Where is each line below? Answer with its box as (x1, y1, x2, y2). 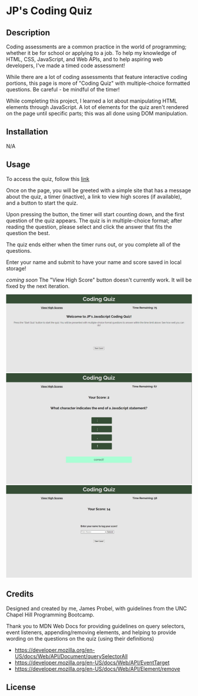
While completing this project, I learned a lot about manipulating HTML (6, 97, 178, 104)
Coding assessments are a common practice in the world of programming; (6, 43, 187, 50)
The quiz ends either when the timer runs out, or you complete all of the (6, 240, 181, 248)
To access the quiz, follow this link (6, 175, 90, 182)
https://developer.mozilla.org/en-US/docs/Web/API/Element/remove (14, 665, 181, 672)
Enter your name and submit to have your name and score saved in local (6, 258, 181, 266)
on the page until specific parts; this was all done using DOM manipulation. (6, 110, 188, 117)
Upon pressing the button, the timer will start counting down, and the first (6, 210, 184, 217)
